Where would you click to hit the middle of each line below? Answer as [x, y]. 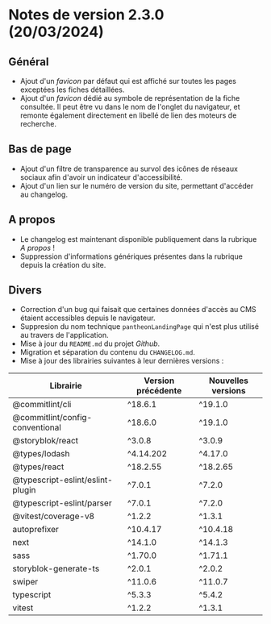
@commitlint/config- [52, 418]
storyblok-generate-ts [56, 568]
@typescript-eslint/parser [62, 503]
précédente [159, 391]
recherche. [38, 124]
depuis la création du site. [63, 264]
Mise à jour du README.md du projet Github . [90, 343]
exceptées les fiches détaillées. [72, 89]
